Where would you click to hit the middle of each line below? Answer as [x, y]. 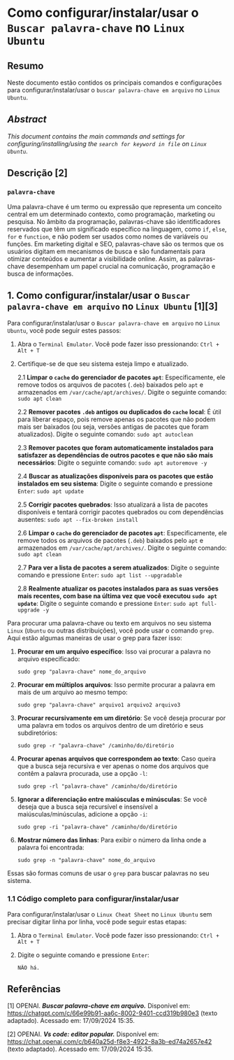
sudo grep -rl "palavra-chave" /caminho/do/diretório [97, 786]
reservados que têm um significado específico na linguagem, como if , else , [117, 229]
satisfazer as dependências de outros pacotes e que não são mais [115, 455]
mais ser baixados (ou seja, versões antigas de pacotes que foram [113, 427]
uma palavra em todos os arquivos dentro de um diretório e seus [110, 726]
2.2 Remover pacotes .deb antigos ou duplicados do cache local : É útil [119, 412]
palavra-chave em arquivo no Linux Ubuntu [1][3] [112, 306]
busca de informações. [41, 274]
